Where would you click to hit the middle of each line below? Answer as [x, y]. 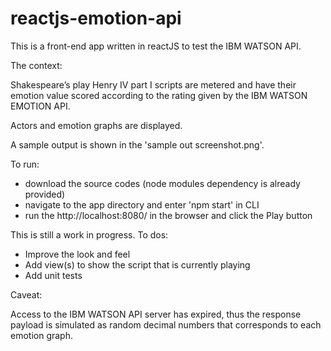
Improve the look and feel [77, 254]
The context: [36, 65]
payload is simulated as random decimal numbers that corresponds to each [166, 324]
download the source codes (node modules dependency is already [162, 183]
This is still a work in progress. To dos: [89, 234]
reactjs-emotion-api [96, 18]
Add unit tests [53, 275]
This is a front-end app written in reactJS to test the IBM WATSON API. [156, 46]
